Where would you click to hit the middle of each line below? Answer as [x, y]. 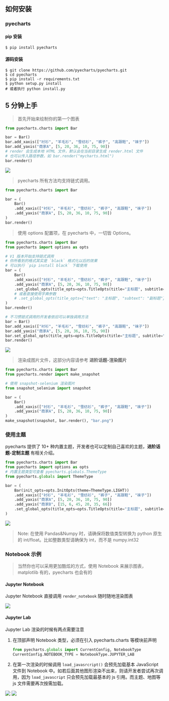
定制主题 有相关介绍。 [34, 453]
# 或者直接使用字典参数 [35, 294]
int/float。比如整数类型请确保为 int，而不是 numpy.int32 [81, 540]
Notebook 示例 [23, 554]
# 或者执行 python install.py [35, 89]
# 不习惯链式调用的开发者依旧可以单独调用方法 [47, 317]
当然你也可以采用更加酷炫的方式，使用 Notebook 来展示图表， [82, 566]
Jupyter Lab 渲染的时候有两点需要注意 [45, 629]
